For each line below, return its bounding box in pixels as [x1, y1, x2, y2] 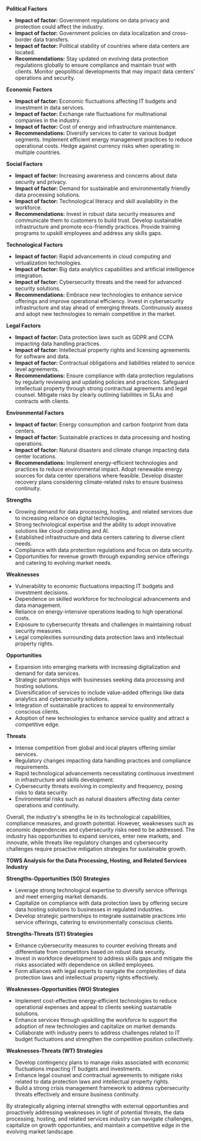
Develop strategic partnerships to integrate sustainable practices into [14, 912, 186, 919]
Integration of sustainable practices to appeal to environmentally [14, 702, 175, 709]
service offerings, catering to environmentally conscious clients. [14, 918, 174, 926]
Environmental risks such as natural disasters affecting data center [14, 795, 180, 802]
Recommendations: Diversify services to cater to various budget [14, 129, 176, 137]
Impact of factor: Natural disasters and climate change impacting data [14, 446, 190, 454]
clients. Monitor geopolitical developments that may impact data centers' [14, 68, 196, 75]
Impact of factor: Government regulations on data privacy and [14, 17, 170, 23]
